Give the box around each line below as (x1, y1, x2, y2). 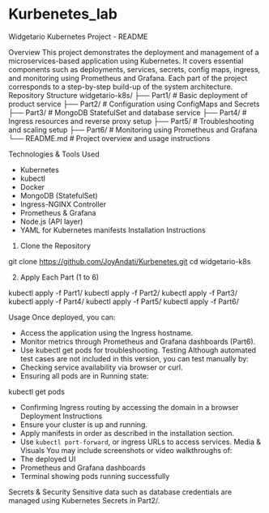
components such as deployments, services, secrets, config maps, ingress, (8, 64, 261, 74)
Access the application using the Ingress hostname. (19, 327, 194, 337)
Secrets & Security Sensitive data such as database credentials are (8, 487, 233, 497)
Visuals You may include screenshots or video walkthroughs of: (19, 445, 233, 455)
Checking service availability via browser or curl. (19, 362, 183, 372)
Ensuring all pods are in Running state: (19, 370, 149, 381)
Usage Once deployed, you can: (8, 312, 116, 322)
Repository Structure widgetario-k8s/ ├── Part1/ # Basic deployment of (8, 90, 249, 100)
